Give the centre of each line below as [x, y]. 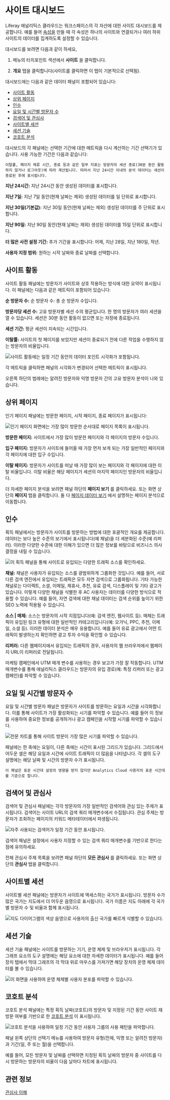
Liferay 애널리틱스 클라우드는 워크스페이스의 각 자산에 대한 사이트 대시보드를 [81, 25]
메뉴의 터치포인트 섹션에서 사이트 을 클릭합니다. [59, 60]
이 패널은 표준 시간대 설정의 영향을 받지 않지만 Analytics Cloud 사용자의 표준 [79, 771]
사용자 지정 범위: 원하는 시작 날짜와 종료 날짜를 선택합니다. [63, 252]
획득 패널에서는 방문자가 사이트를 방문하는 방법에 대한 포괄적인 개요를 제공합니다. [85, 532]
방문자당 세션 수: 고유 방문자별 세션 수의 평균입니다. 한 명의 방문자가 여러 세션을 [83, 311]
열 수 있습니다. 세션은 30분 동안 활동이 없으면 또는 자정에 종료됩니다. [73, 318]
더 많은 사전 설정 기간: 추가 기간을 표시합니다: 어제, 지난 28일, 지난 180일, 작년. [83, 242]
